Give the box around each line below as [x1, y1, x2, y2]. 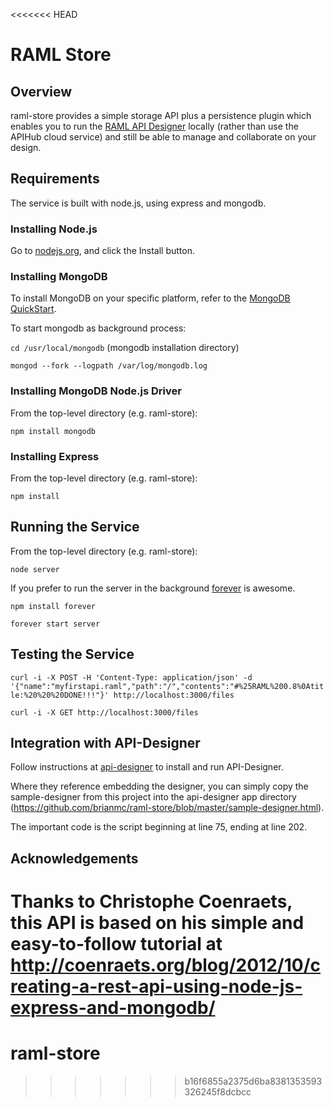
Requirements [10, 170, 100, 188]
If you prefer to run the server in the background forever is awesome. [10, 582, 296, 594]
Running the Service [10, 519, 140, 536]
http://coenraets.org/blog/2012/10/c [10, 954, 321, 977]
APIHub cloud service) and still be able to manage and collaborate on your [10, 131, 317, 143]
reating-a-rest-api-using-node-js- [10, 975, 303, 998]
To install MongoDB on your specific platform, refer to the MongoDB [10, 292, 291, 304]
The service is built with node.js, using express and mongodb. [10, 197, 267, 209]
